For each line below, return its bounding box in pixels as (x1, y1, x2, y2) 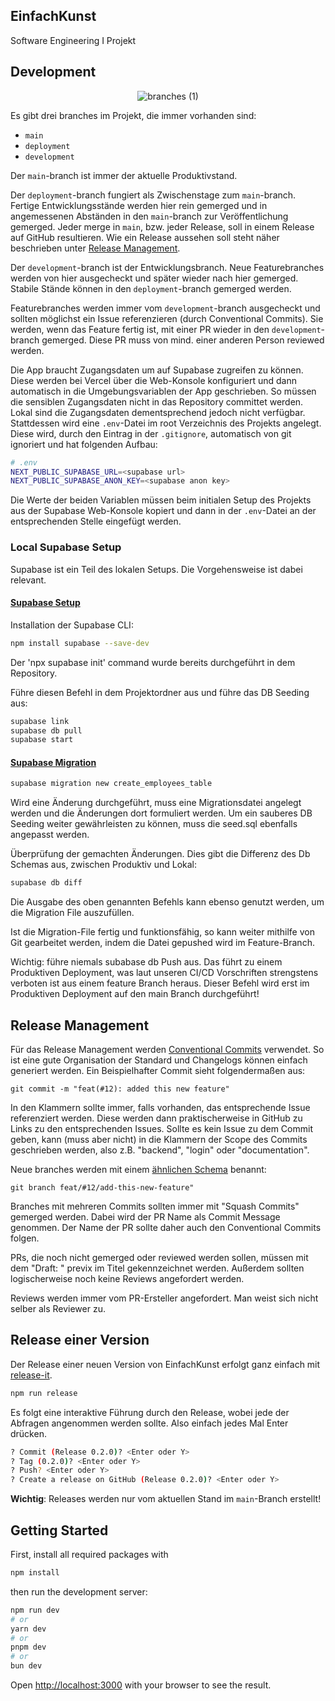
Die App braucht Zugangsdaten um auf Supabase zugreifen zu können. (10, 364, 304, 376)
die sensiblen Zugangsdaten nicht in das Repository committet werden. (10, 395, 304, 408)
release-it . (10, 1369, 53, 1381)
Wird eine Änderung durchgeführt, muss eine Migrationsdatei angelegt (10, 797, 302, 809)
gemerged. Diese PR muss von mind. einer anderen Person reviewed (41, 334, 325, 346)
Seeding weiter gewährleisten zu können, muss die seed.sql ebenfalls (10, 818, 298, 830)
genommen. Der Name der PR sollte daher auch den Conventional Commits (10, 1222, 322, 1234)
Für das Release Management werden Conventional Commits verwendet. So (10, 1044, 325, 1056)
